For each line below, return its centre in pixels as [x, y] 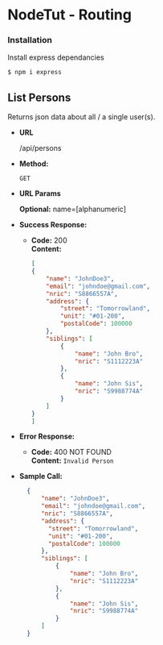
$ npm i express [35, 73]
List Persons [39, 97]
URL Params [40, 193]
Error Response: [47, 436]
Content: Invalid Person [72, 460]
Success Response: [53, 225]
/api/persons [40, 148]
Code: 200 [49, 240]
